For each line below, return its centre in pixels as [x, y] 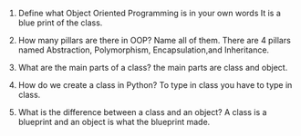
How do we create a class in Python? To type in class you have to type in [155, 85]
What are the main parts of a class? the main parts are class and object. [153, 68]
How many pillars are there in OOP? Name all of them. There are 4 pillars [155, 40]
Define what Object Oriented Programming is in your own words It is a [149, 13]
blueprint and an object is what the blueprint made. [114, 122]
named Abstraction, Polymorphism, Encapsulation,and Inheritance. [144, 50]
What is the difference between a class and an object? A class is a [142, 112]
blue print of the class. [60, 23]
